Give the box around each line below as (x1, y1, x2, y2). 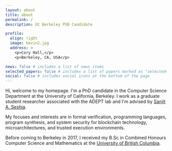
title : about (5, 12, 33, 17)
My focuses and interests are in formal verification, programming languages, (5, 114, 167, 120)
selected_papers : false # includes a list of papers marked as (5, 69, 143, 74)
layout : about (5, 7, 36, 13)
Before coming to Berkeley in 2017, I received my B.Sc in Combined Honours (5, 135, 166, 141)
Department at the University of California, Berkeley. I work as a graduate (5, 93, 160, 99)
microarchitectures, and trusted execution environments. (5, 125, 125, 131)
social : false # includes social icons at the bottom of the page (5, 74, 150, 79)
